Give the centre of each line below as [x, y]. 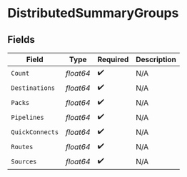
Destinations [33, 88]
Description [156, 60]
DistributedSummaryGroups [93, 13]
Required [113, 60]
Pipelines [27, 117]
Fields [21, 40]
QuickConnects [35, 132]
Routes [22, 147]
